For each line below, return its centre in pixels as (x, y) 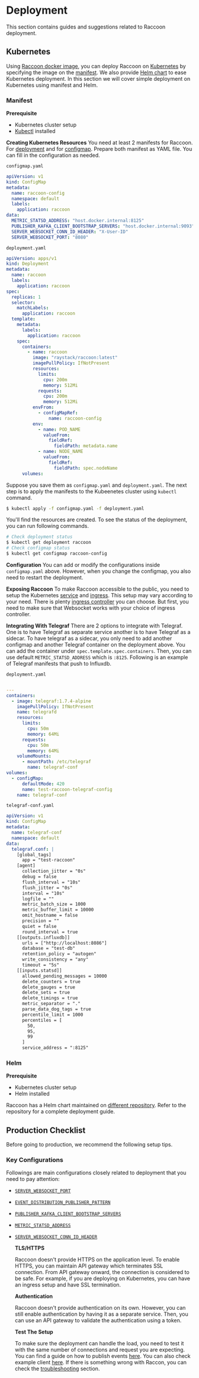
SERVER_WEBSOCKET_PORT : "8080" (50, 237)
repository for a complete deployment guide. (61, 1111)
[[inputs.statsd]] (39, 970)
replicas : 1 (26, 297)
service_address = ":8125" (55, 1048)
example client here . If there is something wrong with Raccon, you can (101, 1363)
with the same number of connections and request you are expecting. (100, 1350)
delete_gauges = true (49, 987)
